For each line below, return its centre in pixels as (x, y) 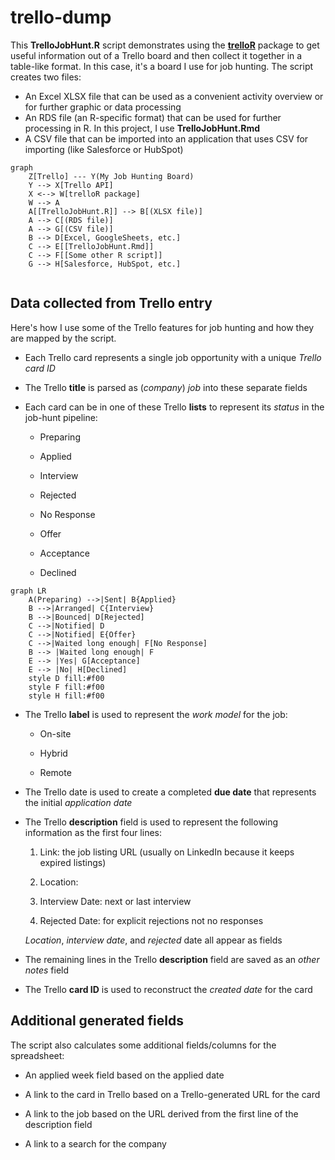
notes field (47, 970)
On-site (55, 733)
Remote (55, 772)
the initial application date (78, 802)
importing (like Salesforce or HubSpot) (104, 149)
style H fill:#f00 (66, 696)
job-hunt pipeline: (61, 417)
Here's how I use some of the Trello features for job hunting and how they (162, 327)
